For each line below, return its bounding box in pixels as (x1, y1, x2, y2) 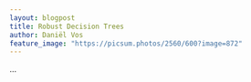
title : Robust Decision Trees (9, 22, 125, 31)
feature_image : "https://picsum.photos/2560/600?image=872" (9, 38, 244, 48)
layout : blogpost (9, 13, 76, 23)
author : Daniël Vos (9, 30, 84, 39)
